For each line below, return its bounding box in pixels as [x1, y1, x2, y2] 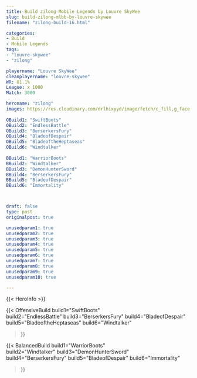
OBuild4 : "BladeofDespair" [6, 133, 72, 139]
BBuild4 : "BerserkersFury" [6, 172, 72, 178]
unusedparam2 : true [6, 230, 54, 236]
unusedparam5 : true [6, 247, 54, 253]
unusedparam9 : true [6, 269, 54, 275]
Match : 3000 [6, 90, 35, 96]
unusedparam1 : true [6, 225, 54, 231]
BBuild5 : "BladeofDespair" [6, 177, 72, 183]
